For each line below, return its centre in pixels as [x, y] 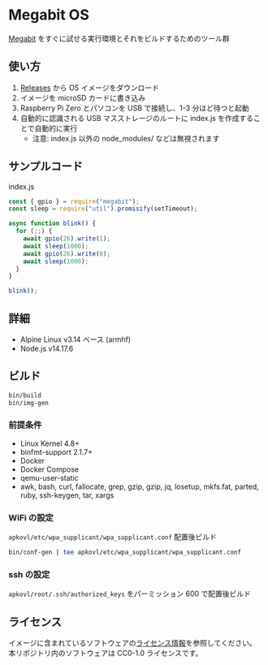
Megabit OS [49, 15]
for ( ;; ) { [34, 231]
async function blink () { [52, 224]
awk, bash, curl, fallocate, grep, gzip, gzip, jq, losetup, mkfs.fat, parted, [140, 486]
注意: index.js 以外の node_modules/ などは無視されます [126, 138]
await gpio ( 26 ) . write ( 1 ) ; [67, 239]
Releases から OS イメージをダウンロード [90, 88]
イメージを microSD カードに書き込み [83, 97]
